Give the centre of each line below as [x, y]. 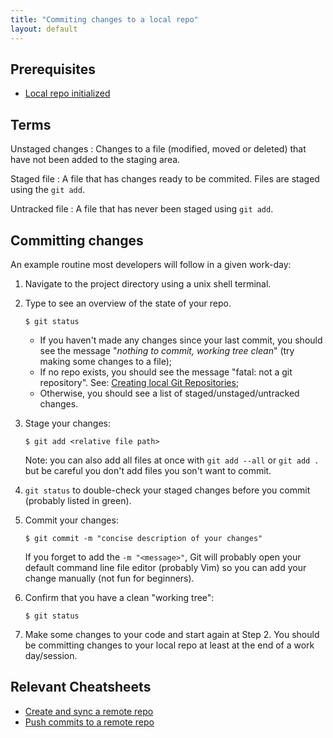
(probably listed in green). [78, 500]
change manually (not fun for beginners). [109, 578]
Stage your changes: [68, 423]
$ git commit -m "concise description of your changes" [143, 538]
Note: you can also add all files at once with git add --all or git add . [172, 460]
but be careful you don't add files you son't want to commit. [148, 470]
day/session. [51, 655]
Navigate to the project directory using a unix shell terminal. [148, 283]
